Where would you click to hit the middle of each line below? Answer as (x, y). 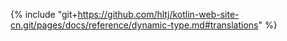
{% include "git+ (44, 14)
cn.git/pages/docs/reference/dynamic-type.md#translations (134, 25)
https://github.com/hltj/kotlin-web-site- (158, 14)
